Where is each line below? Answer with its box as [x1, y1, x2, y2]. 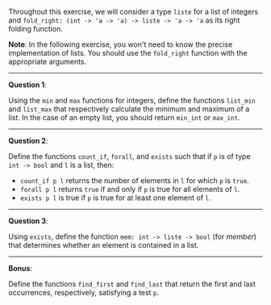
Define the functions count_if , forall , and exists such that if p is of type [8, 152, 252, 161]
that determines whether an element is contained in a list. [8, 240, 199, 249]
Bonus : [8, 264, 33, 273]
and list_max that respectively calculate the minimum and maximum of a [8, 104, 250, 114]
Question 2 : [8, 136, 48, 145]
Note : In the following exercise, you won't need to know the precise [8, 40, 233, 49]
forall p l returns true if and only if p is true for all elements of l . [19, 185, 240, 194]
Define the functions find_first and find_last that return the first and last [8, 279, 256, 289]
